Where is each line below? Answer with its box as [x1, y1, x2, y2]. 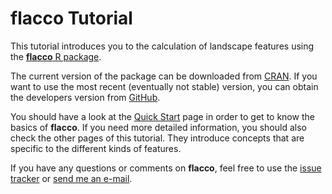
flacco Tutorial [10, 7, 133, 30]
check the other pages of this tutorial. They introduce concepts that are [10, 132, 305, 144]
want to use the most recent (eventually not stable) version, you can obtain [10, 80, 319, 92]
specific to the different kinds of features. [10, 142, 182, 154]
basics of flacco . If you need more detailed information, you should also [10, 121, 307, 133]
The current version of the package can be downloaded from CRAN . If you [10, 70, 318, 82]
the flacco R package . [10, 50, 102, 62]
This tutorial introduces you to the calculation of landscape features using [10, 40, 315, 52]
